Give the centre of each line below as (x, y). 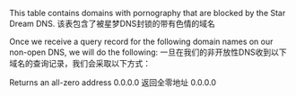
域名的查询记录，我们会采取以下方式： (80, 63)
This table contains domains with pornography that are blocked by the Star (148, 13)
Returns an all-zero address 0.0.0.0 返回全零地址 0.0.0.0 (113, 83)
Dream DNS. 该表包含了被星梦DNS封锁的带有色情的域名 (112, 23)
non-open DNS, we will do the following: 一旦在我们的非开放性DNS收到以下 (148, 52)
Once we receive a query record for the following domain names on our (141, 41)
